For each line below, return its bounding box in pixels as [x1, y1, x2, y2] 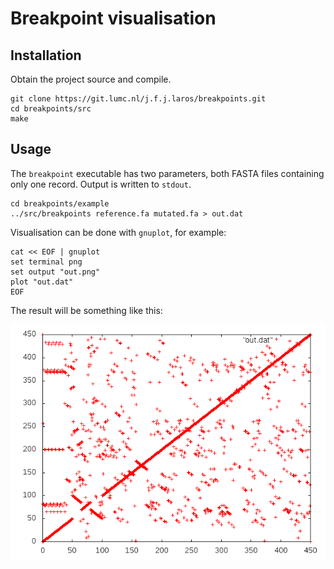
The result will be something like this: [10, 304, 163, 316]
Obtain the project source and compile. [10, 73, 172, 85]
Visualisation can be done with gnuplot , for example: [10, 226, 227, 238]
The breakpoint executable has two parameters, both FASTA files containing [10, 167, 325, 179]
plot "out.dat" [10, 277, 74, 287]
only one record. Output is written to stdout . [10, 178, 192, 190]
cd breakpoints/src [10, 104, 92, 114]
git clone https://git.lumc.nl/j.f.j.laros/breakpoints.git [10, 94, 267, 104]
